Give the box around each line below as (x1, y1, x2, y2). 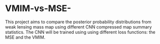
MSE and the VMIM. (5, 34, 46, 40)
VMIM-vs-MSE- (5, 3, 71, 14)
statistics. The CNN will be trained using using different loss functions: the (5, 29, 156, 35)
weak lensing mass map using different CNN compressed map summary (5, 24, 152, 29)
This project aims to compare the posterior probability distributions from (5, 19, 152, 25)
